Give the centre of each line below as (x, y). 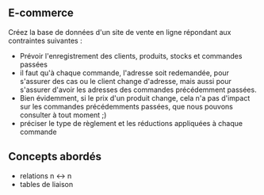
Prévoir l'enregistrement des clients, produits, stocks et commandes (131, 55)
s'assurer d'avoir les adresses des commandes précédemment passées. (138, 90)
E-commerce (41, 13)
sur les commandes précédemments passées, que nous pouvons (126, 106)
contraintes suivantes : (45, 40)
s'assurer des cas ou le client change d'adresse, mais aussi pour (125, 81)
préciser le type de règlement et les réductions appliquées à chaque (131, 123)
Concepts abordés (55, 157)
